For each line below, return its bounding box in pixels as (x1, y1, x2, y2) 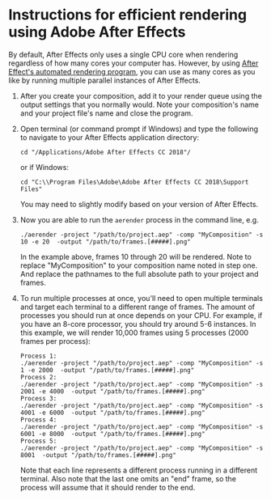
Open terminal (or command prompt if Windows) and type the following (19, 124, 259, 133)
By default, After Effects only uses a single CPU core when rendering (8, 49, 239, 59)
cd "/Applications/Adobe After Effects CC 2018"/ (19, 148, 192, 156)
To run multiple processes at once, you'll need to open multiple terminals (19, 293, 263, 303)
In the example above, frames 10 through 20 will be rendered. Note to (19, 252, 252, 261)
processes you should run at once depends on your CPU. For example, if (19, 310, 263, 320)
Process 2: (19, 373, 57, 381)
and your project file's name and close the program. (19, 108, 193, 118)
